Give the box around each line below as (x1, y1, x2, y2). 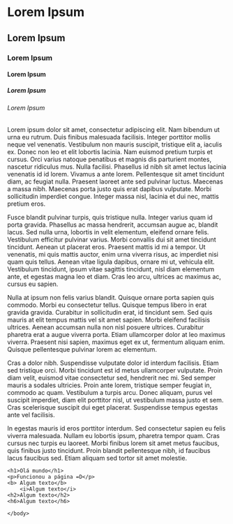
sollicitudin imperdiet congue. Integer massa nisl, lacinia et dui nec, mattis (7, 192, 220, 200)
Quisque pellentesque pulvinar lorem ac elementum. (7, 345, 158, 353)
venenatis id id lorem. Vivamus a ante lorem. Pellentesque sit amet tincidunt (7, 170, 225, 178)
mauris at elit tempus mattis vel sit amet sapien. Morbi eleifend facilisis (7, 315, 211, 324)
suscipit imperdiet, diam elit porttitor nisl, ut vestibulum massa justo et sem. (7, 396, 224, 404)
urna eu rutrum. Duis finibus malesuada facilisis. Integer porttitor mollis (7, 133, 211, 141)
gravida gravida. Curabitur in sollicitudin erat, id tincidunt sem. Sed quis (7, 308, 213, 316)
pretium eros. (7, 200, 46, 208)
